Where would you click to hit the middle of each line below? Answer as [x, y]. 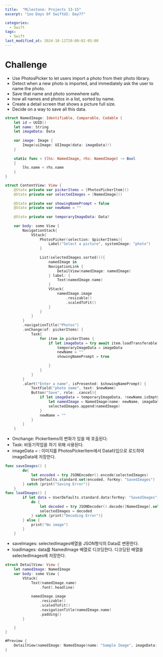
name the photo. [28, 88]
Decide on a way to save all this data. [49, 109]
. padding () [51, 614]
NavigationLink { [66, 266]
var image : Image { [33, 141]
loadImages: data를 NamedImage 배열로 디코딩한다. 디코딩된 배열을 [77, 550]
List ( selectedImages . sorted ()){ [72, 257]
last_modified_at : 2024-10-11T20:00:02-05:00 [52, 41]
